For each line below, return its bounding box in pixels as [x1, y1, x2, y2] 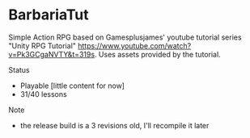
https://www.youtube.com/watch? [78, 40, 192, 50]
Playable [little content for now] [19, 81, 125, 90]
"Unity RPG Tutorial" [8, 40, 77, 50]
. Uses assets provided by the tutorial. [94, 49, 221, 59]
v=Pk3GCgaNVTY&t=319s [8, 49, 95, 59]
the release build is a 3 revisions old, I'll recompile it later [19, 120, 210, 130]
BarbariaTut [8, 6, 89, 24]
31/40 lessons [19, 89, 67, 98]
